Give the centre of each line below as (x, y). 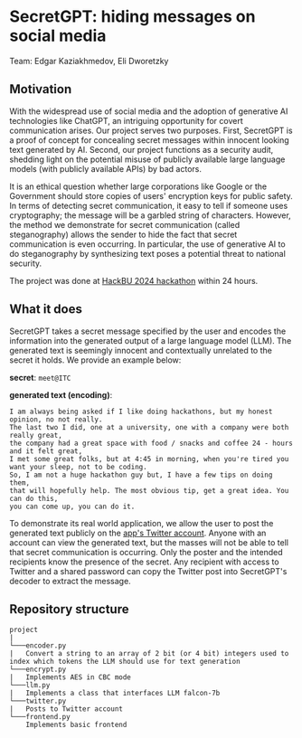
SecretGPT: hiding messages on (132, 17)
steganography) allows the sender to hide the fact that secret (123, 234)
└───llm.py (30, 686)
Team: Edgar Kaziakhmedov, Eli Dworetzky (89, 61)
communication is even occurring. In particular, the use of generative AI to (148, 244)
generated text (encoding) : (61, 394)
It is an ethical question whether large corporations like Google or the (138, 186)
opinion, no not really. (56, 419)
